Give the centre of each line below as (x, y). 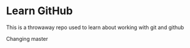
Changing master (27, 39)
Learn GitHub (39, 11)
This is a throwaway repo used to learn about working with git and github (95, 27)
